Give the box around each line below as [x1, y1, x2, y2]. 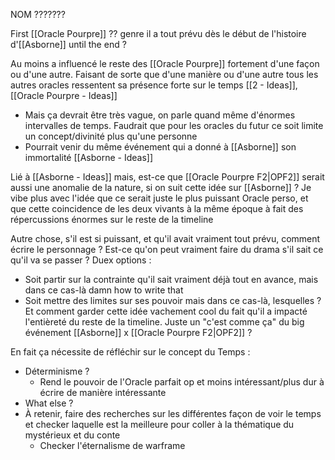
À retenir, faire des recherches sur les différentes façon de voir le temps [24, 408, 322, 419]
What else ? [24, 397, 74, 409]
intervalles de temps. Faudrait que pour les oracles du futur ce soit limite [24, 120, 324, 131]
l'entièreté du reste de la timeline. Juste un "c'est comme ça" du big [24, 316, 305, 328]
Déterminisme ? [24, 365, 90, 377]
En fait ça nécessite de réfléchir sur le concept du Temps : [10, 346, 251, 358]
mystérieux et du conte [24, 429, 121, 441]
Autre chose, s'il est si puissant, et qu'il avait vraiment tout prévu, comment [10, 233, 321, 244]
